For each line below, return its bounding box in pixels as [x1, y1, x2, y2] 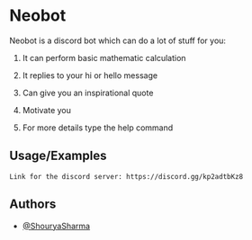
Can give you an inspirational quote [22, 87, 154, 98]
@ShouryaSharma [22, 220, 91, 231]
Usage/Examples [9, 148, 107, 164]
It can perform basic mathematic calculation [22, 52, 186, 63]
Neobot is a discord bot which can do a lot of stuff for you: [9, 35, 227, 46]
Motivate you [22, 104, 72, 115]
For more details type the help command [22, 122, 174, 133]
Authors [9, 197, 57, 212]
